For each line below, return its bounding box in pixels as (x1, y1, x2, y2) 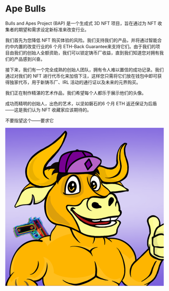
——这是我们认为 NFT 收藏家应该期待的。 (5, 106, 92, 113)
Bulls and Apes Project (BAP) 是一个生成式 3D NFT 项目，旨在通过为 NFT (5, 20, 157, 26)
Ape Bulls (5, 3, 46, 15)
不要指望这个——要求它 (5, 117, 54, 123)
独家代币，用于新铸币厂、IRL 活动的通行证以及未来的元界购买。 (9, 79, 141, 85)
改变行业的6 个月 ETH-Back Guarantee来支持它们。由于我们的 (27, 43, 156, 49)
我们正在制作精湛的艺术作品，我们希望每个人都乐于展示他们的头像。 (5, 90, 146, 96)
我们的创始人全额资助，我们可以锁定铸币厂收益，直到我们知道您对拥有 (14, 50, 159, 56)
